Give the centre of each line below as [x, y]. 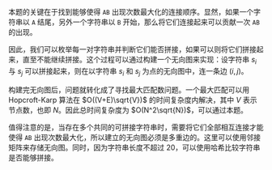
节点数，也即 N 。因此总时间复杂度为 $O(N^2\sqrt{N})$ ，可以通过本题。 [128, 110]
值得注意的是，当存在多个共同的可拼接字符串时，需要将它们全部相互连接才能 [136, 127]
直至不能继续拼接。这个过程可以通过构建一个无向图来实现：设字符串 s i [140, 61]
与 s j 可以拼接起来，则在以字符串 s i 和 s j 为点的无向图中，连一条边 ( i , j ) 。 [128, 72]
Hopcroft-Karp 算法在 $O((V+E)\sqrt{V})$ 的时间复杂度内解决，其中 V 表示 [133, 100]
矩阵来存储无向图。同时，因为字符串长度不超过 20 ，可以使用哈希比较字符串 [134, 147]
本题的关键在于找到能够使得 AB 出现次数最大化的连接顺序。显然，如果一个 [131, 12]
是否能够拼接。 [33, 157]
